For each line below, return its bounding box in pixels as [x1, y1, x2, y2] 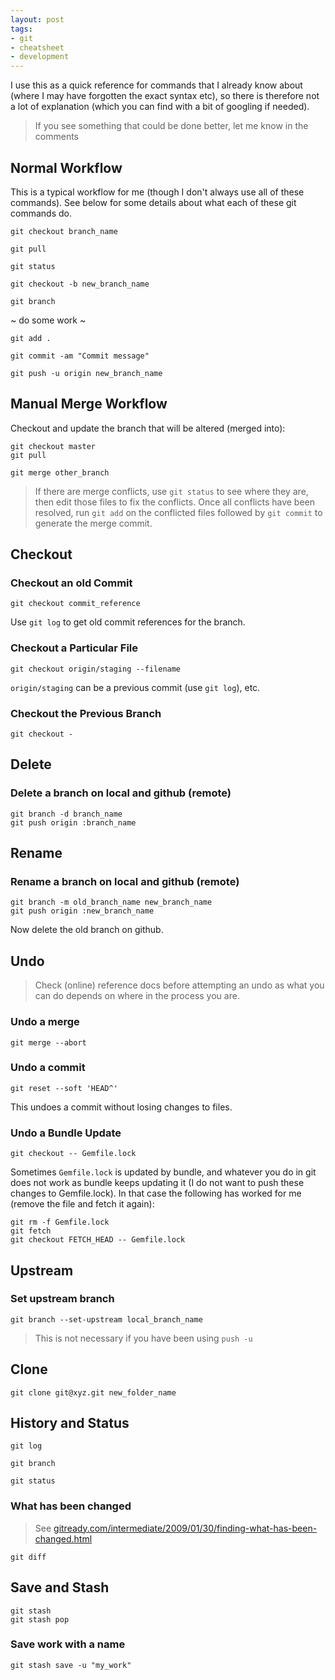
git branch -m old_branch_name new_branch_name [10, 897, 213, 908]
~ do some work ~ [10, 314, 87, 326]
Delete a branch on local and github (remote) [10, 786, 232, 800]
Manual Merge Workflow [10, 396, 168, 413]
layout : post [10, 14, 65, 25]
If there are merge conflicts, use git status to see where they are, [34, 485, 309, 497]
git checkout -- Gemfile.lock [10, 1149, 137, 1159]
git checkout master [10, 441, 97, 451]
